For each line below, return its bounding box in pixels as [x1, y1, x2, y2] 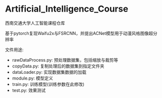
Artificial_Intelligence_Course [5, 3, 128, 15]
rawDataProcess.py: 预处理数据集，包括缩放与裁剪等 [12, 57, 119, 63]
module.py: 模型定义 [12, 75, 54, 81]
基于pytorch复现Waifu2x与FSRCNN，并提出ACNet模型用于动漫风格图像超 [5, 30, 153, 36]
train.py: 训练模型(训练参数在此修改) [12, 81, 84, 87]
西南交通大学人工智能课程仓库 [5, 20, 65, 26]
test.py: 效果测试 [12, 87, 46, 93]
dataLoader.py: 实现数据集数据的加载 [12, 69, 87, 75]
